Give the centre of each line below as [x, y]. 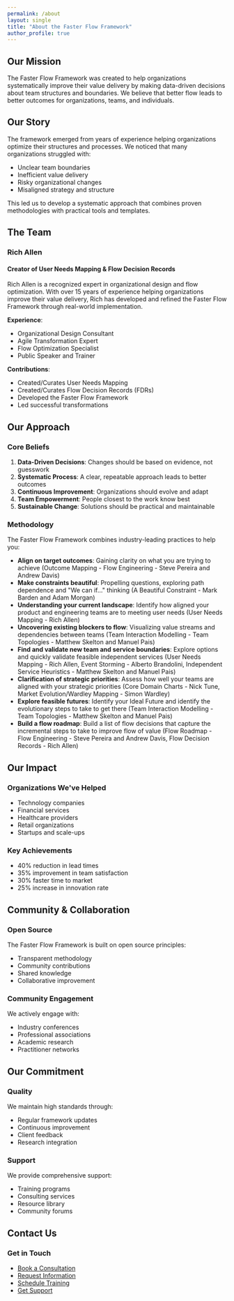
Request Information [47, 1276]
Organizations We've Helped [57, 787]
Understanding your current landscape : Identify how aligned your [113, 605]
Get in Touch [29, 1253]
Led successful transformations [63, 405]
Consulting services [46, 1196]
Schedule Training [43, 1283]
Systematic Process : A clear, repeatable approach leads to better [112, 477]
